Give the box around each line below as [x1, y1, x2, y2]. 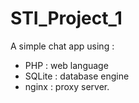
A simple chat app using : [10, 40, 115, 52]
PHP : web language [24, 59, 109, 71]
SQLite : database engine [24, 70, 130, 82]
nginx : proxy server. [24, 80, 110, 92]
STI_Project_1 [10, 7, 123, 30]
